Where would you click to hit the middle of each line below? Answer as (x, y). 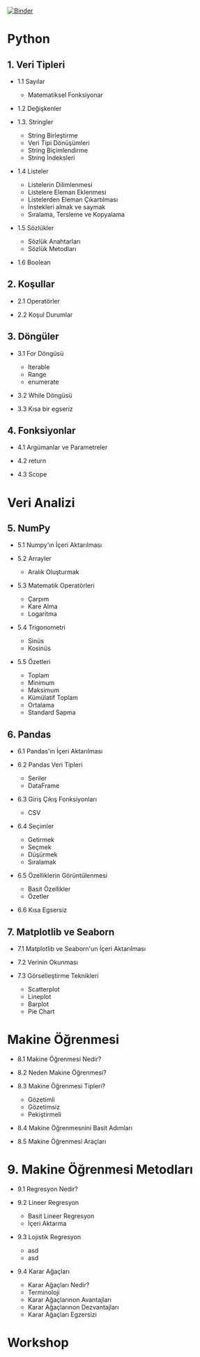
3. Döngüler (33, 337)
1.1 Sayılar (31, 81)
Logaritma (42, 614)
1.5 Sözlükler (36, 228)
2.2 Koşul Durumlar (45, 315)
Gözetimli (41, 1100)
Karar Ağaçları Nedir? (59, 1284)
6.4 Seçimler (36, 826)
